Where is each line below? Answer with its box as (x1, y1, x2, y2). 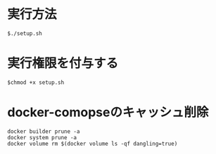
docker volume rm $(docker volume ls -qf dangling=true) (7, 140, 178, 147)
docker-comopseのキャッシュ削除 (7, 104, 209, 120)
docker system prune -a (7, 134, 77, 141)
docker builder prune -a (7, 127, 80, 135)
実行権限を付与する (7, 55, 119, 71)
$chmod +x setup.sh (7, 78, 65, 86)
